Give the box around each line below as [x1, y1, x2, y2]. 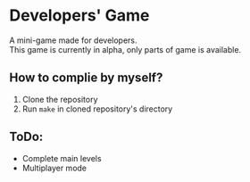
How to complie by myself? [9, 70, 163, 86]
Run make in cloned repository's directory [21, 103, 173, 114]
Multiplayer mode [21, 162, 87, 173]
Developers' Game [9, 5, 150, 26]
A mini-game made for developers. [9, 35, 137, 45]
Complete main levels [21, 153, 102, 163]
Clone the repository [21, 94, 98, 104]
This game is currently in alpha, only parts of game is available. [9, 44, 242, 54]
